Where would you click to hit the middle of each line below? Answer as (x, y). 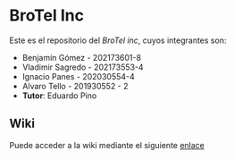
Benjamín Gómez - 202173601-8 (81, 57)
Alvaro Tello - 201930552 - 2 (75, 86)
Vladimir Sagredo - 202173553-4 (83, 67)
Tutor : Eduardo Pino (59, 96)
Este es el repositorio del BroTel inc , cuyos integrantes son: (118, 40)
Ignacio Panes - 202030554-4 (79, 76)
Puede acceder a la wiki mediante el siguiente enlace (107, 145)
